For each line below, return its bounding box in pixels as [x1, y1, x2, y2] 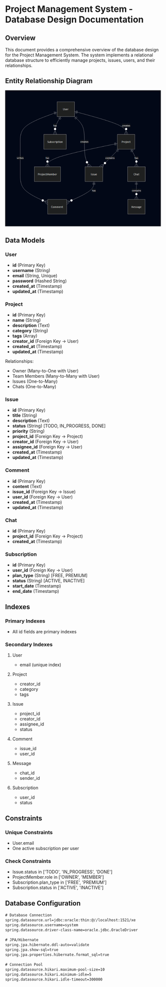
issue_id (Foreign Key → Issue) [12, 489, 76, 494]
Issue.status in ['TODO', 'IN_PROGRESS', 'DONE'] [12, 869, 113, 875]
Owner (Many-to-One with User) [12, 368, 79, 374]
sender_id [19, 775, 41, 781]
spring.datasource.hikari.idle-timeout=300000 [5, 977, 103, 982]
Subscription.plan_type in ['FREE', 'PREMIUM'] [12, 879, 107, 886]
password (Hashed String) [12, 278, 67, 284]
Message [12, 761, 31, 766]
